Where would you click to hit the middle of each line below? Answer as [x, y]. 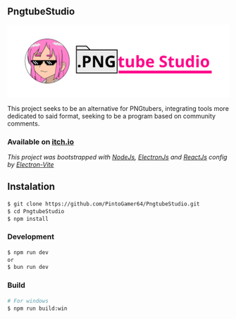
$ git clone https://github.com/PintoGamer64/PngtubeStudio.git [104, 204]
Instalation [31, 187]
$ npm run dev [28, 252]
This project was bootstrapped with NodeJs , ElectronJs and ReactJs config [117, 157]
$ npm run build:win [38, 308]
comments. [24, 124]
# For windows [28, 301]
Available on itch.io [41, 142]
